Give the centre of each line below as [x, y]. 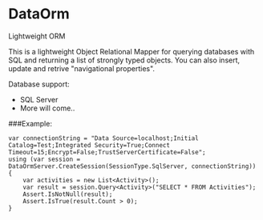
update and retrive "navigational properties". [81, 68]
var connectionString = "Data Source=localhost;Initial [103, 138]
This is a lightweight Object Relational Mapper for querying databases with [131, 51]
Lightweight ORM [37, 36]
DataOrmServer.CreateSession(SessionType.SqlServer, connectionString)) [132, 166]
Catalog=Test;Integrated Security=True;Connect [89, 145]
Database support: [39, 84]
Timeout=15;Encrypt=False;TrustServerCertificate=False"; [107, 152]
